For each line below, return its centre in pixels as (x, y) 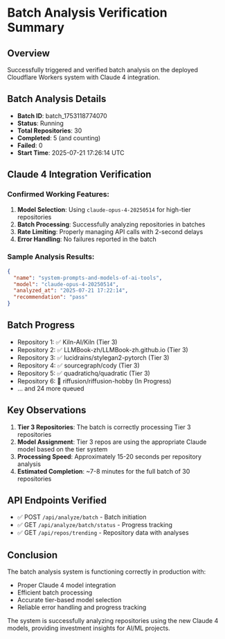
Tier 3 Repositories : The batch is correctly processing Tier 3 (104, 427)
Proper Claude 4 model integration (66, 586)
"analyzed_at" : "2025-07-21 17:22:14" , (71, 291)
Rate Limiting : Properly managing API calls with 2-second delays (110, 231)
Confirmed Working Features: (58, 194)
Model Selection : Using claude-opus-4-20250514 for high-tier (104, 209)
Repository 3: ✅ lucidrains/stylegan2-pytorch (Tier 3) (93, 357)
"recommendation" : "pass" (51, 297)
